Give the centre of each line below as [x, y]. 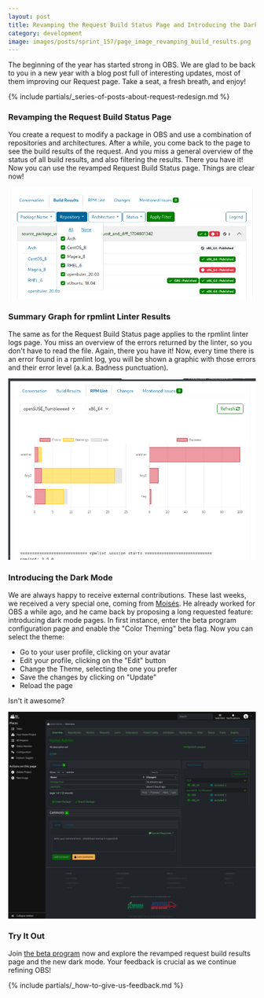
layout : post [29, 17]
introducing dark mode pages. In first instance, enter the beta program [123, 620]
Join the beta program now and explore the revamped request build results [130, 953]
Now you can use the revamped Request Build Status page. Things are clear [132, 168]
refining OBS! [30, 970]
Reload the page [46, 685]
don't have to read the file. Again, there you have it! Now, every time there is [131, 351]
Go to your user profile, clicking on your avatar [95, 652]
